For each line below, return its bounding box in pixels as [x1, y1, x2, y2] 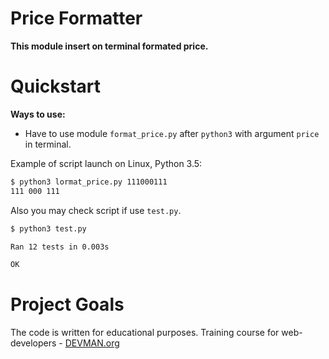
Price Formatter [10, 7, 143, 30]
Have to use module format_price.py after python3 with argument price [24, 127, 320, 139]
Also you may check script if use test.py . [10, 204, 182, 216]
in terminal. [24, 138, 72, 150]
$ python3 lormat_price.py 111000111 [10, 177, 168, 187]
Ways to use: [10, 108, 66, 120]
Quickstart [10, 75, 102, 98]
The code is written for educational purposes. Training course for [10, 327, 280, 339]
